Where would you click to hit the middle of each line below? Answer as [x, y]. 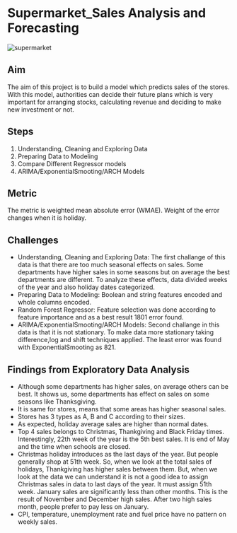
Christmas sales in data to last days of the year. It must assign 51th [115, 484]
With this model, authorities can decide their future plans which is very [110, 94]
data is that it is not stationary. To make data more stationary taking [116, 332]
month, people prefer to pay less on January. [83, 506]
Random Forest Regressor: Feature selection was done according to [116, 310]
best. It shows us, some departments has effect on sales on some [114, 394]
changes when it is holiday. [47, 218]
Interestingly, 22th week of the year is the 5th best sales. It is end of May [123, 439]
